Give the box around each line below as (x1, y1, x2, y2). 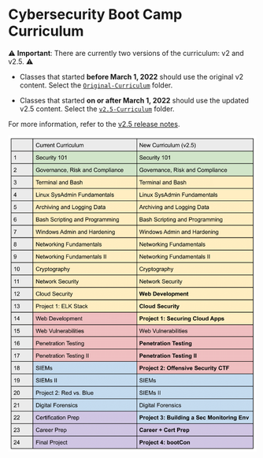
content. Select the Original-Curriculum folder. (19, 80, 173, 90)
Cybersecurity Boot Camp (8, 6, 183, 24)
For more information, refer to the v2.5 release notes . (8, 119, 180, 128)
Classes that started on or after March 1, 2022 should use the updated (19, 95, 250, 105)
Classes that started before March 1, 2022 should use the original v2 (19, 72, 244, 81)
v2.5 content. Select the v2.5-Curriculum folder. (19, 104, 175, 114)
